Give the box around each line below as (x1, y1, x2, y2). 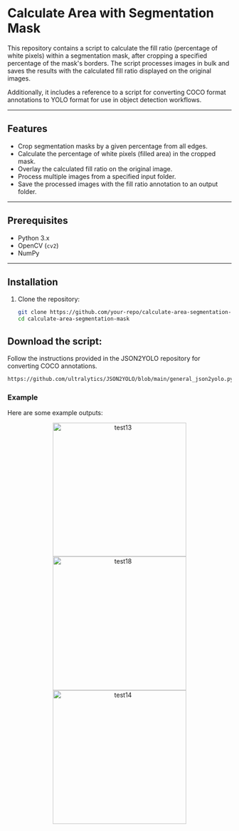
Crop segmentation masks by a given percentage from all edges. (17, 141, 208, 151)
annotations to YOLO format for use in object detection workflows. (7, 95, 202, 104)
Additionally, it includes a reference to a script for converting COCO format (7, 88, 226, 96)
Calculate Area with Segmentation (7, 5, 215, 21)
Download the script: (7, 335, 102, 347)
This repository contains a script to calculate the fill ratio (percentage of (7, 44, 218, 52)
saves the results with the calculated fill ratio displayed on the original (7, 66, 212, 75)
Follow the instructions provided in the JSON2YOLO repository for (7, 354, 201, 362)
